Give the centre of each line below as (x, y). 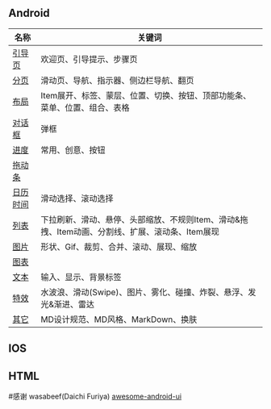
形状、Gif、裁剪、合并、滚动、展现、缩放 (119, 247)
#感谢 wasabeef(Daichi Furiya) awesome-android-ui (95, 396)
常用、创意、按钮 (73, 150)
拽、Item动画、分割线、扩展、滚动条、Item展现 (130, 232)
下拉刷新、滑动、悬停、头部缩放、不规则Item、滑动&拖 (144, 219)
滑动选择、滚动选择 (77, 198)
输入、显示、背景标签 (81, 277)
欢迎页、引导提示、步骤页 (90, 59)
